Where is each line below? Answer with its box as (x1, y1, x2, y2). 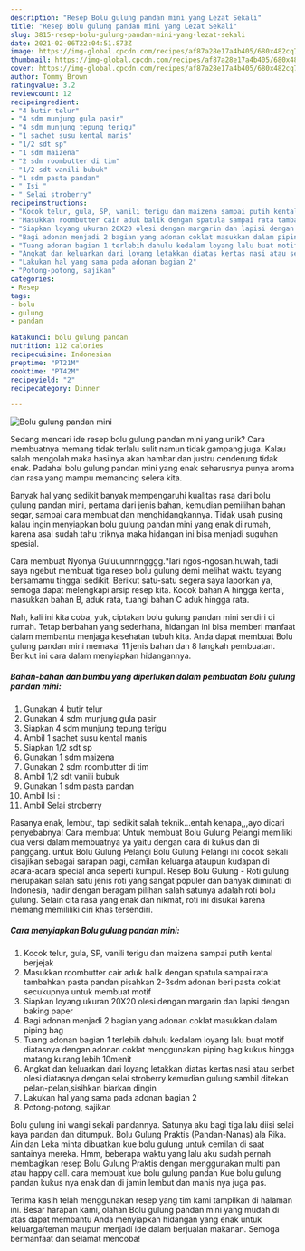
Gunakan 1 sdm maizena (23, 752, 115, 762)
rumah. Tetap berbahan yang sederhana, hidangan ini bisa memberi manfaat (10, 622, 296, 633)
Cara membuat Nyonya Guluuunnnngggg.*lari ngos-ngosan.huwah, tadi (10, 556, 279, 567)
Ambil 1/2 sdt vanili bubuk (23, 771, 120, 782)
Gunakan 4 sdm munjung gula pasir (23, 713, 157, 724)
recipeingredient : (10, 97, 80, 107)
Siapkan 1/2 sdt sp (23, 742, 93, 753)
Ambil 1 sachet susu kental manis (23, 732, 148, 743)
